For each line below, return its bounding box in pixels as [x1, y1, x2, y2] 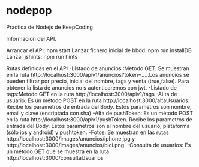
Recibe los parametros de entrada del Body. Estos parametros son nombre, [6, 103, 192, 110]
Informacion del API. [6, 35, 57, 42]
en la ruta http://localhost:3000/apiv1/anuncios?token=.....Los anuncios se [6, 71, 190, 78]
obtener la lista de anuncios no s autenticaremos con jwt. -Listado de [6, 83, 177, 91]
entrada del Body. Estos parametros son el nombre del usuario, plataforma [6, 122, 190, 129]
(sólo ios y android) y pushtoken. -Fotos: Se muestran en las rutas [6, 129, 169, 136]
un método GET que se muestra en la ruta [6, 148, 110, 155]
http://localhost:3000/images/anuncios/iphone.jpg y [6, 135, 135, 142]
